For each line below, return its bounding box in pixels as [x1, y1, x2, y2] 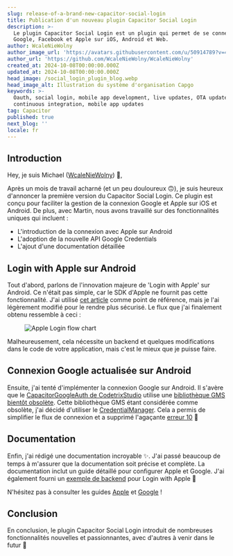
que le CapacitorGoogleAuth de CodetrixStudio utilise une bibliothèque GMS [7, 390, 225, 399]
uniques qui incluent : [7, 214, 69, 223]
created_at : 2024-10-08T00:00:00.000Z [7, 62, 119, 69]
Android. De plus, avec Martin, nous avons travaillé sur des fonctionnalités [7, 207, 220, 215]
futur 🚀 [7, 541, 27, 550]
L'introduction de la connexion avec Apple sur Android [17, 228, 173, 236]
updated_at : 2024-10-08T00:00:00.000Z [7, 68, 119, 75]
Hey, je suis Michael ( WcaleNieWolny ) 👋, [7, 171, 123, 180]
